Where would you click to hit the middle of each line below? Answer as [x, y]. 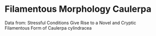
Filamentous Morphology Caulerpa [78, 9]
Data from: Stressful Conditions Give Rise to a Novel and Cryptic [70, 23]
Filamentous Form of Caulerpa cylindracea [48, 28]
